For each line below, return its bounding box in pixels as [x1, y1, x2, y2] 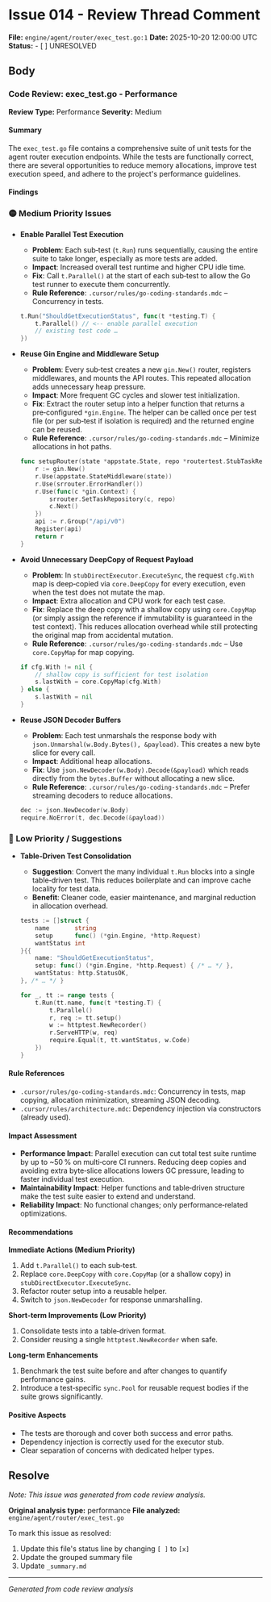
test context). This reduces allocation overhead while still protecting [31, 621, 258, 631]
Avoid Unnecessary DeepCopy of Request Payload [19, 554, 194, 564]
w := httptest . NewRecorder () [49, 1021, 148, 1029]
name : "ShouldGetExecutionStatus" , [35, 954, 155, 962]
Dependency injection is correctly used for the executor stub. [19, 1437, 224, 1446]
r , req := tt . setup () [49, 1014, 123, 1022]
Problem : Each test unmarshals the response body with [31, 730, 217, 740]
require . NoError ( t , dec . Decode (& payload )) [19, 813, 165, 822]
